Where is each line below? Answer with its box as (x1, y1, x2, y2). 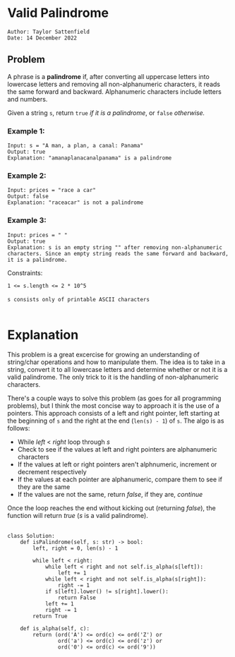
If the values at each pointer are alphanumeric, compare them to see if (17, 475, 222, 483)
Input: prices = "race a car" (7, 187, 97, 194)
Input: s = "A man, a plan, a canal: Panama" (7, 143, 143, 150)
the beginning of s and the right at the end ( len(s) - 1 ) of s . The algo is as (7, 416, 224, 425)
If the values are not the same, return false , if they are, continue (17, 490, 203, 498)
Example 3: (7, 215, 47, 225)
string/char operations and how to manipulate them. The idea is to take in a (7, 358, 226, 366)
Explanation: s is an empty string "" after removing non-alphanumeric (7, 243, 222, 251)
